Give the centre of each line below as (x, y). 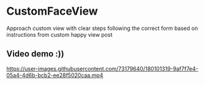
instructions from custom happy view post (59, 34)
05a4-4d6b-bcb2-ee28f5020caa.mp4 (55, 75)
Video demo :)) (35, 54)
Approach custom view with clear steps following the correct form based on (102, 28)
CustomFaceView (52, 11)
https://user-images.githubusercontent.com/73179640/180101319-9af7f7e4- (102, 68)
